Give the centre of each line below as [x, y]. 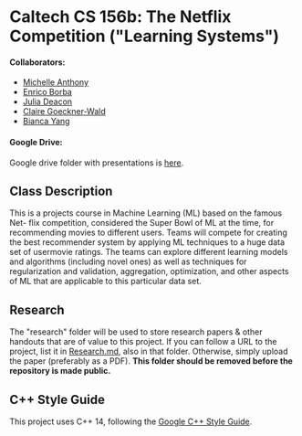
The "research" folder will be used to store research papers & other [136, 332]
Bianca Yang [46, 122]
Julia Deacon [47, 101]
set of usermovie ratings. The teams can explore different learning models [149, 252]
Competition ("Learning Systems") [145, 36]
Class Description [61, 191]
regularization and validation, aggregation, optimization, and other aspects [149, 271]
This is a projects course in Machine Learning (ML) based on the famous [146, 213]
